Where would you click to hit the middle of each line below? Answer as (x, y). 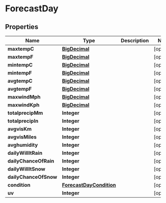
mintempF (20, 73)
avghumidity (23, 145)
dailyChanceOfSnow (33, 177)
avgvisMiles (22, 137)
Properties (22, 27)
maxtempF (21, 57)
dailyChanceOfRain (31, 161)
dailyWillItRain (25, 153)
